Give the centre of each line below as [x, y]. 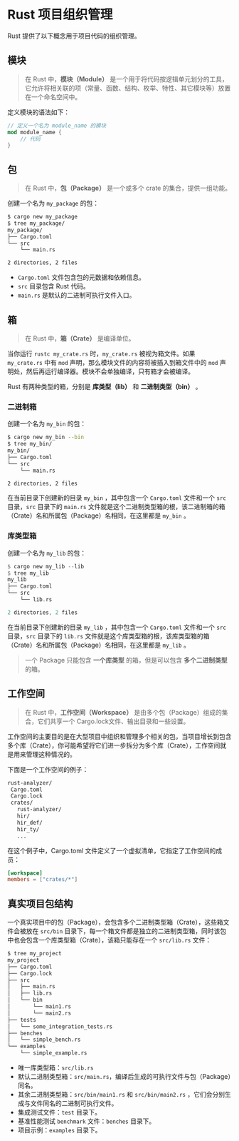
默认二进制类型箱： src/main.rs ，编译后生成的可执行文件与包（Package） [124, 1077]
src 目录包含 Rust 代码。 [54, 286]
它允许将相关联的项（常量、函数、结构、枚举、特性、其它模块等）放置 [128, 88]
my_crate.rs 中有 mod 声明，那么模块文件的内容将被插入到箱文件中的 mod [113, 362]
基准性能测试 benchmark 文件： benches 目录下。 [86, 1121]
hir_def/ [30, 823]
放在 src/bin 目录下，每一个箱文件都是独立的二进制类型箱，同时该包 [126, 931]
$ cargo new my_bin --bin [46, 437]
